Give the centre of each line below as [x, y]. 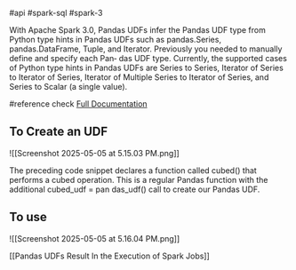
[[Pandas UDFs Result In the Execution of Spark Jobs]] [110, 256]
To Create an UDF [59, 132]
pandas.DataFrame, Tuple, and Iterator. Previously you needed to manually [146, 49]
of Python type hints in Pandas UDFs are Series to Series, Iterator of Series [147, 67]
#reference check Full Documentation [79, 104]
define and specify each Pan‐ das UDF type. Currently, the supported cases [148, 58]
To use [28, 217]
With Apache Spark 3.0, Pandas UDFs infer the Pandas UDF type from [138, 30]
